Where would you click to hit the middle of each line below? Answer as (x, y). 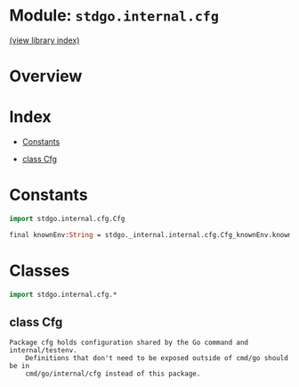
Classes (40, 271)
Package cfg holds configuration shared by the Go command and (129, 343)
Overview (46, 76)
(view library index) (44, 40)
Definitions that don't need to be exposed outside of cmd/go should (157, 358)
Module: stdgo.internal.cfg (114, 16)
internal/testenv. (43, 350)
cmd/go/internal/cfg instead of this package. (113, 374)
